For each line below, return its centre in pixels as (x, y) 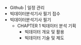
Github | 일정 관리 (27, 7)
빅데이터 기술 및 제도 (44, 38)
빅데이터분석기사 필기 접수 (35, 14)
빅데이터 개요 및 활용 (44, 32)
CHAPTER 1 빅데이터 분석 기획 (47, 26)
